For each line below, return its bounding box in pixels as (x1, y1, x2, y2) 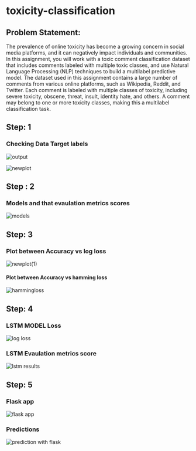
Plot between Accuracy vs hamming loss (6, 274, 108, 281)
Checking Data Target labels (6, 140, 88, 148)
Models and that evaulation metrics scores (6, 199, 130, 207)
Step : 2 (6, 182, 35, 192)
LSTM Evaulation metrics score (6, 349, 97, 357)
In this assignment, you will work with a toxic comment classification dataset (6, 56, 190, 62)
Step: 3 (6, 229, 33, 239)
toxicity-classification (6, 4, 115, 18)
